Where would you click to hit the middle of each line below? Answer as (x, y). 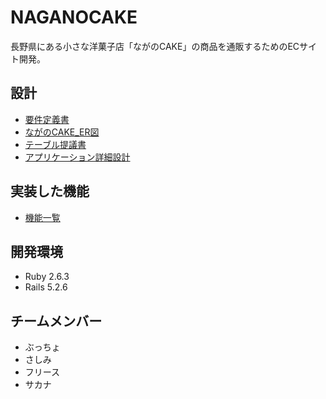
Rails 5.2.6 (46, 287)
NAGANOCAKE (74, 17)
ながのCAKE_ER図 (62, 132)
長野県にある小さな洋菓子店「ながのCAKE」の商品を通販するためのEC (155, 46)
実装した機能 (50, 191)
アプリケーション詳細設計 (77, 157)
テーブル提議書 (55, 144)
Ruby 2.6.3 (47, 277)
